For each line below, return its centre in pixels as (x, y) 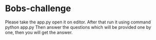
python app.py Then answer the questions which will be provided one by (78, 27)
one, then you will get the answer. (39, 32)
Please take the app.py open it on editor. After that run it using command (78, 22)
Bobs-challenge (38, 9)
